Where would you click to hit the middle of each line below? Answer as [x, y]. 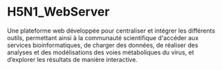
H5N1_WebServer [58, 12]
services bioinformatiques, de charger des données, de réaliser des [103, 45]
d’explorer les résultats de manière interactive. [73, 59]
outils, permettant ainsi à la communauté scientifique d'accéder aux [103, 37]
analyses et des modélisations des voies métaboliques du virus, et [100, 52]
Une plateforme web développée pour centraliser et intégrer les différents [111, 31]
